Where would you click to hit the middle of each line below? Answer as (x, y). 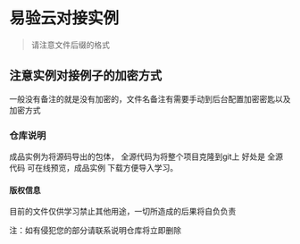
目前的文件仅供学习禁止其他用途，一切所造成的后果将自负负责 (123, 212)
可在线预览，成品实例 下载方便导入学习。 (102, 168)
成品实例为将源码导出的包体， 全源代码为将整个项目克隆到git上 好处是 (137, 156)
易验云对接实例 (64, 18)
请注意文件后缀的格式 (70, 45)
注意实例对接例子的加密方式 (86, 76)
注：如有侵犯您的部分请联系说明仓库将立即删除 (95, 231)
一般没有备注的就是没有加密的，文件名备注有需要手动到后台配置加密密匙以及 (150, 98)
